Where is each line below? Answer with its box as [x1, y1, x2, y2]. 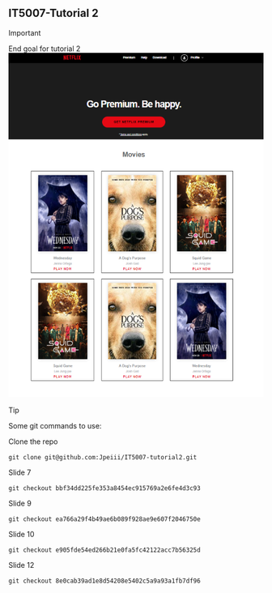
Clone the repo [8, 437, 58, 446]
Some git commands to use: [8, 420, 102, 430]
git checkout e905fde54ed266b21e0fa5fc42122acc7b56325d [8, 546, 201, 554]
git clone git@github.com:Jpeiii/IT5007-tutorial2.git [8, 453, 198, 461]
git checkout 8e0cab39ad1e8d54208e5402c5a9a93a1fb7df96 [8, 577, 201, 585]
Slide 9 [8, 498, 32, 508]
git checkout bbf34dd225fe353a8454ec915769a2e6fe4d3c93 [8, 484, 201, 493]
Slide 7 [8, 467, 32, 477]
